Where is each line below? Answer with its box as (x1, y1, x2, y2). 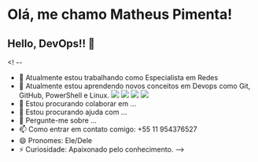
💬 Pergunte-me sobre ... (18, 116, 98, 125)
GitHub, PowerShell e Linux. (18, 90, 109, 100)
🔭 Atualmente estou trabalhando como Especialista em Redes (18, 73, 219, 82)
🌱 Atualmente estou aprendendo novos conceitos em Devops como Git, (18, 81, 251, 90)
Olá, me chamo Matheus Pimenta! (7, 6, 233, 24)
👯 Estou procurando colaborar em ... (18, 99, 137, 108)
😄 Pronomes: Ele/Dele (18, 136, 92, 145)
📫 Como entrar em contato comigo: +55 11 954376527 (18, 124, 197, 134)
